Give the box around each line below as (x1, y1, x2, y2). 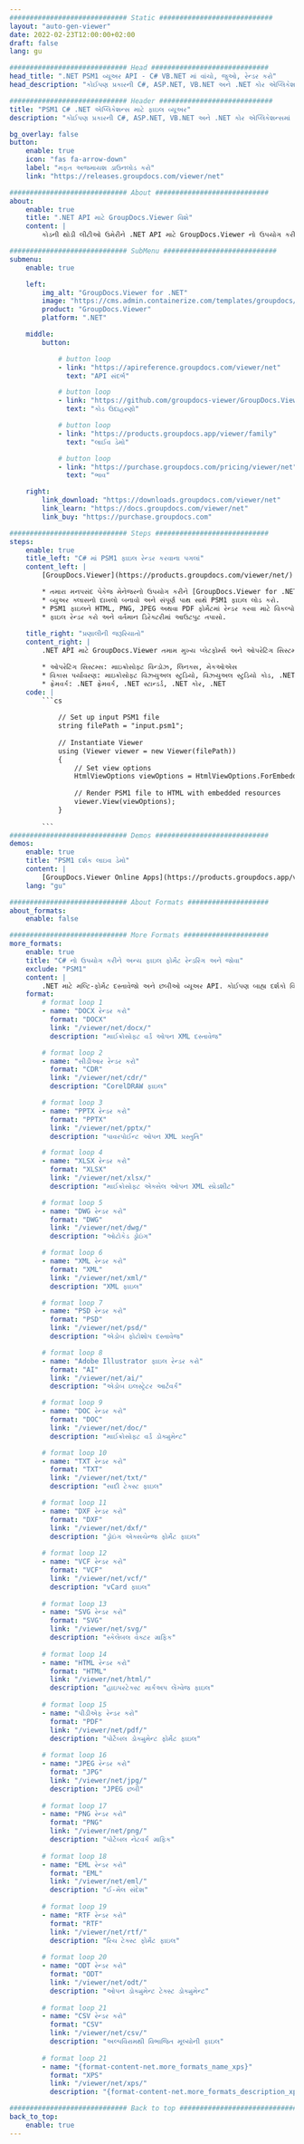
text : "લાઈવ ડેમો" (66, 437, 129, 446)
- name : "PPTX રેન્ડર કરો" (42, 1106, 131, 1115)
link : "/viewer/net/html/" (49, 1675, 152, 1684)
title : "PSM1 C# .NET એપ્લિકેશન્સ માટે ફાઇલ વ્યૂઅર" (9, 105, 192, 114)
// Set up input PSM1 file (57, 713, 160, 723)
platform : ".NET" (42, 313, 107, 322)
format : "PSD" (49, 1315, 103, 1325)
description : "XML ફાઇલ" (49, 1282, 143, 1291)
